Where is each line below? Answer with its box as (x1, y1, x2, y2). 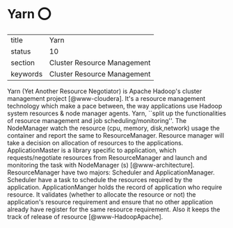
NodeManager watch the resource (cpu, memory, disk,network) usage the (7, 124, 220, 132)
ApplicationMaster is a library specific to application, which (7, 146, 177, 154)
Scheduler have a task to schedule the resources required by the (7, 175, 193, 184)
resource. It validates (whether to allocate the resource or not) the (7, 190, 196, 199)
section (10, 58, 35, 67)
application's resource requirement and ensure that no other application (7, 197, 214, 206)
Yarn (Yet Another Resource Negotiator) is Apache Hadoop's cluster (7, 87, 202, 95)
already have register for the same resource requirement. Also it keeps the (7, 205, 220, 213)
